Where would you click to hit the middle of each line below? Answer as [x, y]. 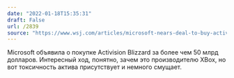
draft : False [26, 20]
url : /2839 [23, 26]
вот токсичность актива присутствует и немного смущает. [95, 67]
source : [18, 33]
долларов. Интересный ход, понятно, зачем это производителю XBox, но [117, 60]
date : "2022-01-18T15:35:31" [49, 13]
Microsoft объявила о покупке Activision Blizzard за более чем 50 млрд [113, 52]
